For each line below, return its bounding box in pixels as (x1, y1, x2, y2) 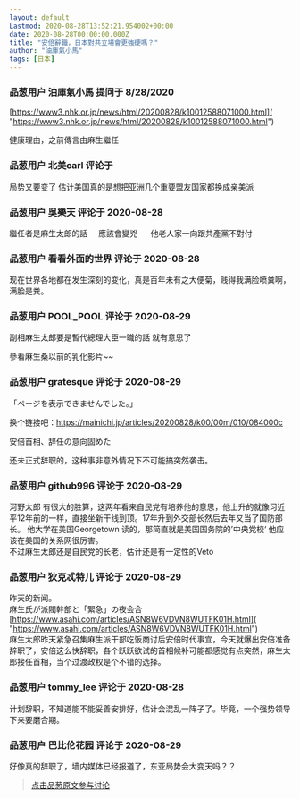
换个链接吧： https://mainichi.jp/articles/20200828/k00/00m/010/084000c (9, 417, 283, 428)
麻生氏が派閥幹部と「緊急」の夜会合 (9, 604, 143, 615)
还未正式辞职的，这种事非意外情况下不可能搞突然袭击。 (9, 455, 212, 465)
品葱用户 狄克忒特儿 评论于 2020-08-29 (9, 571, 182, 582)
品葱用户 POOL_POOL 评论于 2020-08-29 (9, 310, 191, 323)
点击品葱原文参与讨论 (30, 779, 110, 790)
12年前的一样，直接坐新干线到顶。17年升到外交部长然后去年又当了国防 (16, 513, 275, 523)
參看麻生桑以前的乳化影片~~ (9, 351, 114, 362)
